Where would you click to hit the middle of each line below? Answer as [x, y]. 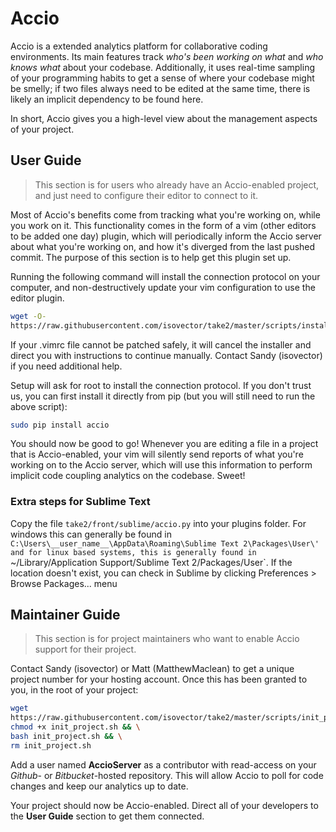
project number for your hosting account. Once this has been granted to [159, 679]
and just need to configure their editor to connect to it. [146, 195]
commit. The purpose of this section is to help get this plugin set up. [151, 257]
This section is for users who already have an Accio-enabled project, [177, 184]
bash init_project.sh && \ [66, 737]
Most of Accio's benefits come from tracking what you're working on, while [165, 214]
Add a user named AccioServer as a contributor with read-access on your [163, 764]
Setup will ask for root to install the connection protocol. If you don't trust [161, 385]
